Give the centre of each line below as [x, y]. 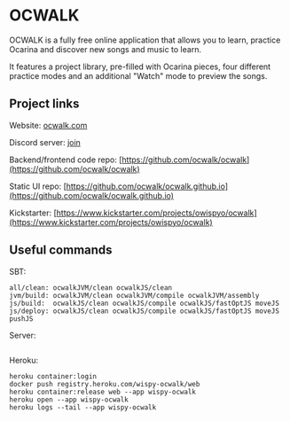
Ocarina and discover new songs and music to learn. [106, 49]
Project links [44, 104]
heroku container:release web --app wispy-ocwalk [103, 392]
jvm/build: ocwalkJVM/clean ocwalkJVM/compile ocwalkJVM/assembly [134, 295]
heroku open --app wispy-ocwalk [69, 400]
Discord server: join [45, 142]
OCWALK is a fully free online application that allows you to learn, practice [145, 40]
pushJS [21, 319]
